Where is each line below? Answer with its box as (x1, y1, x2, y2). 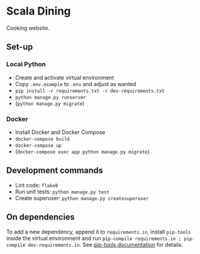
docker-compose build (15, 136, 70, 142)
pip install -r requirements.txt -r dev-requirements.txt (15, 88, 165, 94)
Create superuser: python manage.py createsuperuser (15, 194, 149, 201)
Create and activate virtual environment (15, 74, 114, 81)
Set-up (6, 42, 33, 52)
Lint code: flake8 (15, 181, 58, 189)
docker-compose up (15, 142, 62, 149)
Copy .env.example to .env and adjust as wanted (15, 80, 136, 87)
